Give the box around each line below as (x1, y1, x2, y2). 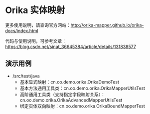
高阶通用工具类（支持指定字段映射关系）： (19, 91, 106, 97)
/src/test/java (12, 73, 40, 79)
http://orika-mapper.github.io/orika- (70, 22, 144, 28)
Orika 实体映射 (5, 4, 65, 16)
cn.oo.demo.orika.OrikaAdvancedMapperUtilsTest (19, 97, 123, 103)
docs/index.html (5, 27, 38, 33)
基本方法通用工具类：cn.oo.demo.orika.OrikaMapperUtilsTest (19, 85, 146, 91)
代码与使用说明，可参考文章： (5, 38, 66, 44)
